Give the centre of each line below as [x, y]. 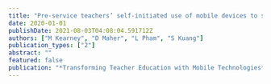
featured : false [35, 61]
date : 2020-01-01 [38, 23]
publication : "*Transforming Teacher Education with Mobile [112, 68]
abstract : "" [30, 53]
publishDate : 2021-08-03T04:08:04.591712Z [81, 30]
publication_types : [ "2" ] [52, 46]
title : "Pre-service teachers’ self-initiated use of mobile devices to [133, 16]
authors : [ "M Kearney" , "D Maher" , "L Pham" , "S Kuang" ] [106, 38]
